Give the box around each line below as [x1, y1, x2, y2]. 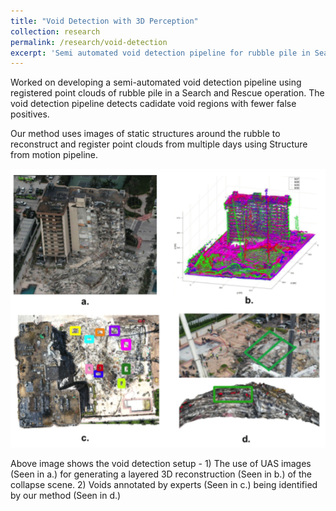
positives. [10, 108, 50, 120]
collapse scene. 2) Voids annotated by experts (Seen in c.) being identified [10, 479, 318, 491]
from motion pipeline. [10, 149, 98, 161]
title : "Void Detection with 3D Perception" [10, 16, 199, 26]
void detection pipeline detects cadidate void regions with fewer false [10, 98, 297, 110]
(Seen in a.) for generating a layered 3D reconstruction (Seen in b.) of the [10, 468, 312, 480]
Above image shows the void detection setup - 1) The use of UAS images [10, 458, 312, 470]
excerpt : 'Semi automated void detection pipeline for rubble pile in [10, 48, 311, 58]
